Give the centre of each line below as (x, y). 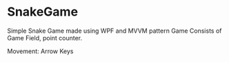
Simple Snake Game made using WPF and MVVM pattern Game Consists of (114, 31)
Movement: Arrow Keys (40, 51)
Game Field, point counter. (45, 37)
